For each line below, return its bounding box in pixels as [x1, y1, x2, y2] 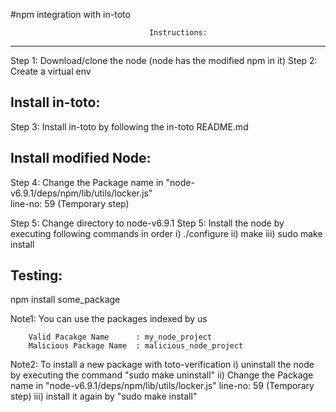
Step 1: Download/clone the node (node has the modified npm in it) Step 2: [10, 55, 318, 66]
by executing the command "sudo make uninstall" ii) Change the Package [10, 369, 314, 381]
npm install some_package [10, 294, 121, 306]
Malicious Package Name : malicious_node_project [28, 341, 244, 351]
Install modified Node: [10, 150, 152, 167]
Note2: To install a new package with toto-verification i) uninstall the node [10, 359, 315, 371]
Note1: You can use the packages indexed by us [10, 313, 208, 325]
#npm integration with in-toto [10, 9, 131, 20]
